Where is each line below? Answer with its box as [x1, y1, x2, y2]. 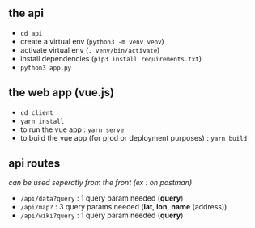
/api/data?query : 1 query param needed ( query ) [19, 193, 184, 203]
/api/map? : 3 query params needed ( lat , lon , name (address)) [19, 202, 227, 212]
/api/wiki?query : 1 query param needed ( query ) [19, 210, 184, 221]
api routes [8, 157, 61, 171]
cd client [19, 108, 54, 116]
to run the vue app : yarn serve [19, 125, 125, 134]
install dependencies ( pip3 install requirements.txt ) [19, 53, 202, 63]
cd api [19, 29, 43, 37]
